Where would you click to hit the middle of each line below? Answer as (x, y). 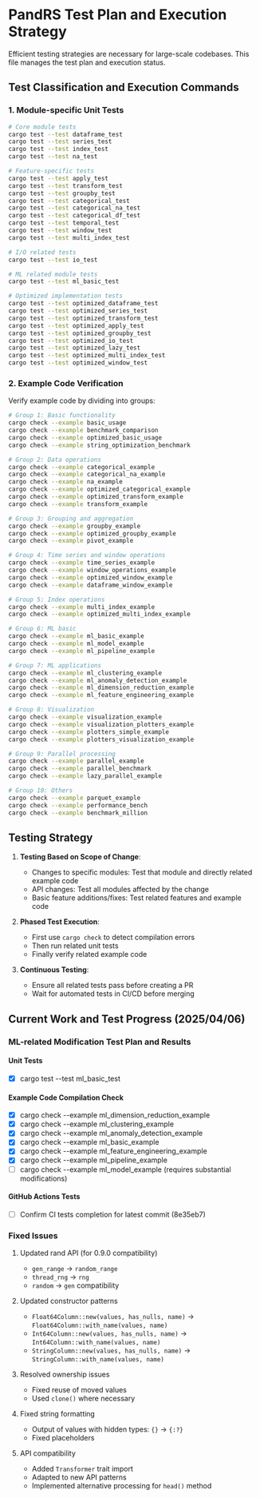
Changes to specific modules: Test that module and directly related (142, 872)
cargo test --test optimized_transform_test (83, 318)
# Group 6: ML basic (43, 629)
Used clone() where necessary (83, 1398)
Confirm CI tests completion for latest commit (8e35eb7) (112, 1214)
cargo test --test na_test (53, 157)
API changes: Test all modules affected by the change (120, 890)
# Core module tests (43, 127)
